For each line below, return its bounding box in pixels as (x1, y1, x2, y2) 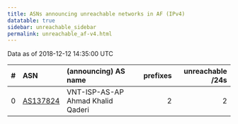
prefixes (143, 71, 172, 81)
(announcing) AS (66, 67, 125, 77)
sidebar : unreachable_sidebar (7, 23, 97, 30)
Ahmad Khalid (66, 96, 113, 106)
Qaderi (66, 105, 90, 115)
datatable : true (7, 17, 55, 24)
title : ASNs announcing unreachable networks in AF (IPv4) (7, 10, 186, 18)
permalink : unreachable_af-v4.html (7, 30, 113, 38)
